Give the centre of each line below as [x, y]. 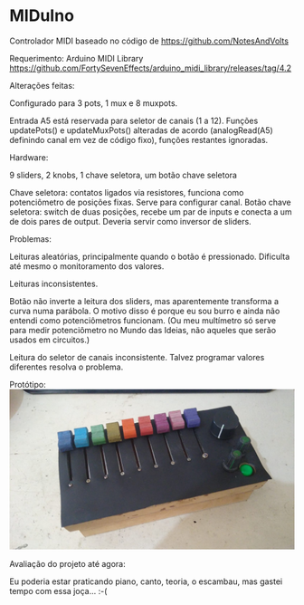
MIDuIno [42, 16]
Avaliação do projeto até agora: [67, 563]
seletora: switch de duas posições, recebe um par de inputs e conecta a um [151, 211]
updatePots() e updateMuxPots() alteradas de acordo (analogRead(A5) [141, 130]
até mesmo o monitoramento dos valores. [87, 266]
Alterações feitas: [42, 85]
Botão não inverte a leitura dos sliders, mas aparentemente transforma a [144, 301]
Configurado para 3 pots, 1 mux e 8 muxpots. [94, 103]
